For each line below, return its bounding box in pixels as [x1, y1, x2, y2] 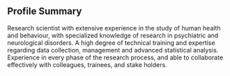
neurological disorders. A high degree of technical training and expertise [7, 38, 215, 47]
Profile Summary [7, 6, 82, 17]
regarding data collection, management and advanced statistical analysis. [7, 46, 219, 54]
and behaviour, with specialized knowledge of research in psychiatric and [7, 31, 219, 39]
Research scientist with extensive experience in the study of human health [7, 23, 221, 32]
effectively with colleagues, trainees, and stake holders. [7, 60, 167, 68]
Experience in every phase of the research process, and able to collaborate [7, 53, 224, 61]
